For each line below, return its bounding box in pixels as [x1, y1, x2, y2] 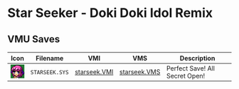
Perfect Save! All [166, 64, 216, 72]
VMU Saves [7, 33, 60, 45]
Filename [35, 54, 64, 62]
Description [179, 54, 216, 62]
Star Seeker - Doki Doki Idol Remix [7, 5, 213, 21]
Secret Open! [166, 71, 206, 80]
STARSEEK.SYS [30, 69, 69, 76]
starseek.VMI [74, 68, 114, 76]
